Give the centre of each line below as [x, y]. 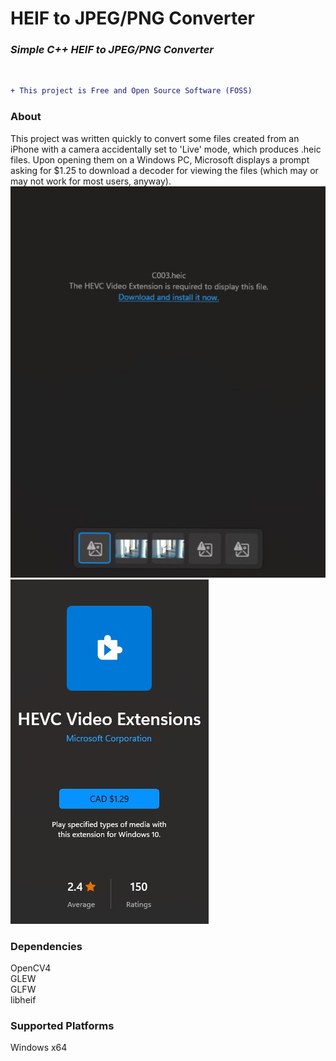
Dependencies [46, 946]
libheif [23, 1000]
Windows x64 [39, 1048]
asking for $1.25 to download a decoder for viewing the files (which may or [164, 170]
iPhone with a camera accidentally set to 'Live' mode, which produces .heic [166, 149]
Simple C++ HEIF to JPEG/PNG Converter [112, 50]
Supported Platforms [62, 1025]
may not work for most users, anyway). [91, 181]
